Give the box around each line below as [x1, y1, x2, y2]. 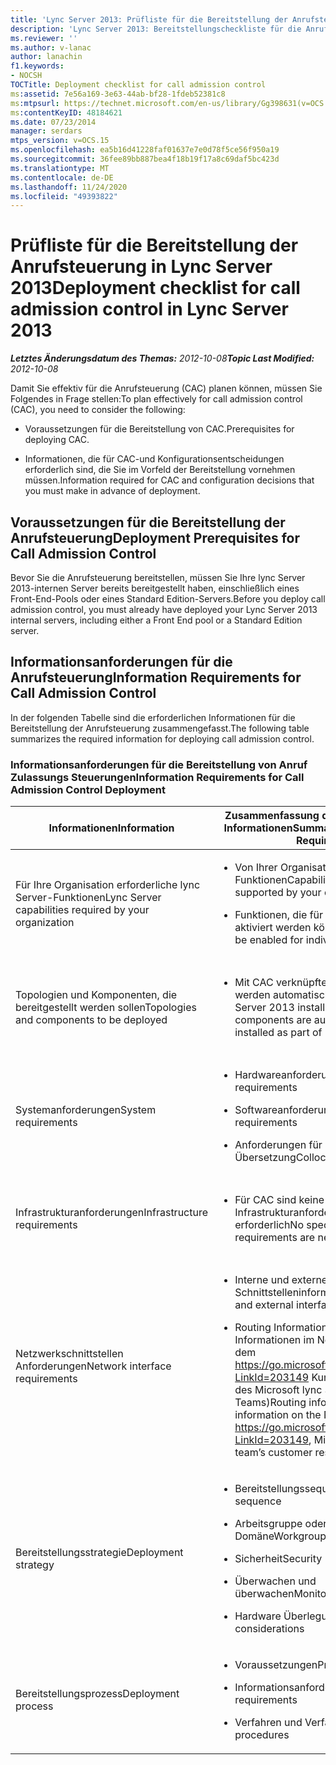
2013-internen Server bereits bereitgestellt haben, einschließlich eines [10, 582, 300, 594]
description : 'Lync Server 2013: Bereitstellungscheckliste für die [10, 24, 302, 34]
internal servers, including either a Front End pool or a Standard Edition [10, 614, 303, 626]
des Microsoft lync [234, 1383, 323, 1397]
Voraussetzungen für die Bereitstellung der [10, 514, 286, 531]
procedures [234, 1728, 290, 1742]
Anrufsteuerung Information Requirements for [10, 669, 302, 686]
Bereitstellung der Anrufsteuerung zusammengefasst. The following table [10, 722, 310, 734]
